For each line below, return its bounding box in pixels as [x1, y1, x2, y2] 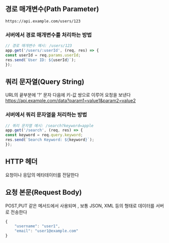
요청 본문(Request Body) [5, 188, 82, 197]
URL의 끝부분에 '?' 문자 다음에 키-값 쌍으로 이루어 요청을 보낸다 [5, 92, 131, 98]
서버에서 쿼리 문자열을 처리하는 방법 [5, 111, 88, 118]
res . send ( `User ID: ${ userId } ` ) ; [5, 57, 76, 63]
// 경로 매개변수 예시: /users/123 [5, 43, 72, 48]
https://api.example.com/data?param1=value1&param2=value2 [5, 98, 136, 104]
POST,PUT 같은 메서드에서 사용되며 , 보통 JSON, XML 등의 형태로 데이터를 [5, 202, 155, 208]
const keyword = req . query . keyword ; [5, 133, 83, 138]
